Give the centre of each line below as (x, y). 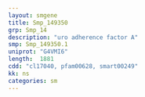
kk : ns (19, 74)
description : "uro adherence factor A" (73, 37)
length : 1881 (31, 59)
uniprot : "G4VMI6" (38, 52)
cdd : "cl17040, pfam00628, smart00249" (73, 66)
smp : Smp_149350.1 (38, 45)
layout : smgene (33, 15)
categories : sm (33, 81)
